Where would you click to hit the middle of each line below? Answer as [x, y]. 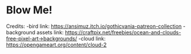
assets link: [50, 32]
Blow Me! [29, 10]
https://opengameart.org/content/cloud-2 [56, 45]
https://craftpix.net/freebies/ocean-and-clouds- [123, 32]
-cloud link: [92, 38]
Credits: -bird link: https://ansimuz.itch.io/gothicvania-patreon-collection [94, 26]
